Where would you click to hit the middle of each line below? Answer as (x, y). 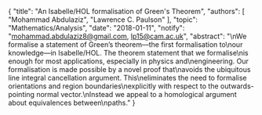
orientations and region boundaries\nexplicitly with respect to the (113, 86)
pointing (22, 94)
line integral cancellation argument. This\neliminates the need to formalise (127, 78)
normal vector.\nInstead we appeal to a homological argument (136, 94)
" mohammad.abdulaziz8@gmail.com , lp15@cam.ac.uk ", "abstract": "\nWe (127, 36)
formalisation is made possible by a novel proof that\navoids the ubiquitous (129, 69)
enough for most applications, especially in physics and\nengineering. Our (128, 61)
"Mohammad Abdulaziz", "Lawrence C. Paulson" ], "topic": (103, 20)
